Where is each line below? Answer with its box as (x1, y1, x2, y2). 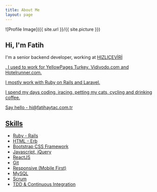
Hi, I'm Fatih (5, 41, 44, 49)
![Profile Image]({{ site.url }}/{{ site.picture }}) (5, 26, 100, 32)
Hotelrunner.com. (5, 70, 42, 76)
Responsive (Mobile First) (12, 165, 67, 171)
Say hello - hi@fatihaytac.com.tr (5, 105, 73, 111)
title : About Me (5, 7, 40, 13)
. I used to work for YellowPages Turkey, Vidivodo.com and (5, 64, 129, 70)
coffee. (5, 94, 20, 101)
